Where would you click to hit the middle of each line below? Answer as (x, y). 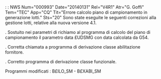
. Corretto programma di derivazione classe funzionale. (61, 62)
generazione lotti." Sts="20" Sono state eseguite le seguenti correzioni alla (80, 17)
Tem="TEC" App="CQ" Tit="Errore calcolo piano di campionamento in (76, 12)
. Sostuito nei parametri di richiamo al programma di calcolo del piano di (78, 32)
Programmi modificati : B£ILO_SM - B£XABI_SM (53, 71)
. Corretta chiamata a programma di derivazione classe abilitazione (73, 47)
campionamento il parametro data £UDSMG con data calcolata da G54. (77, 37)
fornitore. (14, 52)
